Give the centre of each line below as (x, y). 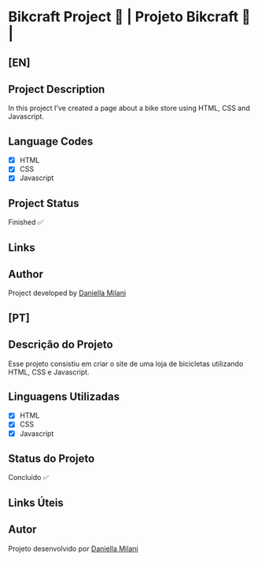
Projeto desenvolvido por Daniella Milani (74, 548)
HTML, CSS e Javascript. (49, 372)
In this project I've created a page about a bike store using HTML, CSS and (129, 108)
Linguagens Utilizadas (64, 397)
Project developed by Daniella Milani (67, 293)
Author (26, 274)
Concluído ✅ (29, 478)
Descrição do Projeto (61, 345)
